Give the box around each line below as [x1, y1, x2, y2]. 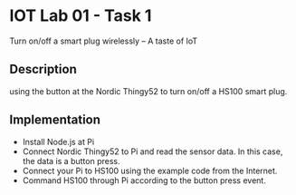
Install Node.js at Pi [22, 136, 95, 147]
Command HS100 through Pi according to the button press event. [22, 174, 267, 186]
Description [9, 62, 77, 77]
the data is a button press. [22, 155, 120, 166]
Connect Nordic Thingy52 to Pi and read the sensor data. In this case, [22, 146, 283, 157]
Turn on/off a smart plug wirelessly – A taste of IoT [9, 35, 198, 46]
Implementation [9, 112, 101, 128]
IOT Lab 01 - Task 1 [9, 5, 152, 26]
